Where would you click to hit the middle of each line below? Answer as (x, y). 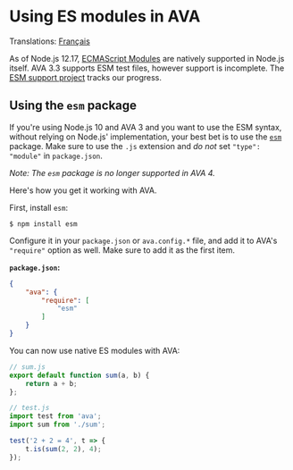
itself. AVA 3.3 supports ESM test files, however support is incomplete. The (147, 68)
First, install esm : (39, 207)
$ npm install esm (43, 224)
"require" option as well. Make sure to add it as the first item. (122, 250)
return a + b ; (51, 383)
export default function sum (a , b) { (80, 375)
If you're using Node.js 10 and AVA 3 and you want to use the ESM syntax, (146, 127)
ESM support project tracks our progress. (86, 77)
